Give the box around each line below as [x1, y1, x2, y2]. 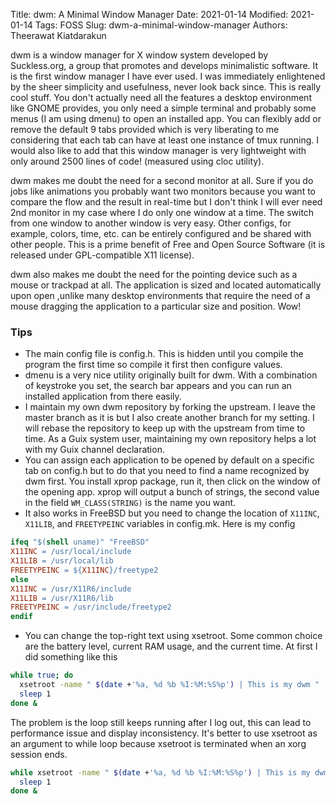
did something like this [24, 651, 118, 663]
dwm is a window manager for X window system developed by [10, 49, 269, 61]
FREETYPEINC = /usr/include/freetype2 [10, 602, 172, 613]
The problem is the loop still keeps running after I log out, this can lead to [10, 716, 312, 728]
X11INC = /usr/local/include [10, 547, 132, 557]
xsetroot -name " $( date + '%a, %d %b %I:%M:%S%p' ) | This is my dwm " [19, 680, 320, 690]
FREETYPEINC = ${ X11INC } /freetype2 [10, 565, 159, 575]
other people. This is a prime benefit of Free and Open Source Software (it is [10, 239, 326, 250]
